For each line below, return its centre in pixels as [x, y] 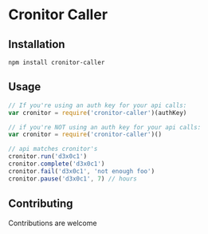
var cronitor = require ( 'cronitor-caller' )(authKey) [98, 113]
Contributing [41, 204]
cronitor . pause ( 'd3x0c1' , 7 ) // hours [73, 178]
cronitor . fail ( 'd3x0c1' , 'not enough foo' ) [82, 171]
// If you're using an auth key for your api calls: [98, 105]
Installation [37, 44]
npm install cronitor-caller [57, 62]
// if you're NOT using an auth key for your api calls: [105, 127]
